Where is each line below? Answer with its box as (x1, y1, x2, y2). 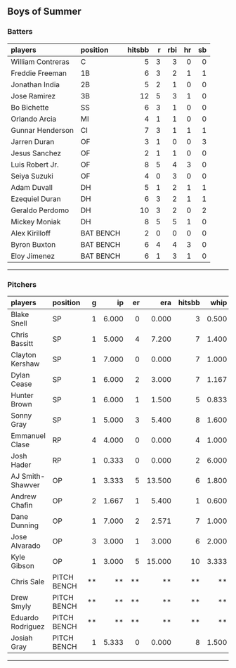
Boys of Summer (7, 6, 82, 18)
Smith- (21, 471, 46, 481)
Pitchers (7, 279, 37, 289)
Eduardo (11, 612, 39, 622)
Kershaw (11, 359, 40, 368)
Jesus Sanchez (11, 148, 62, 158)
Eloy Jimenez (11, 251, 55, 261)
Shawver (11, 480, 40, 489)
